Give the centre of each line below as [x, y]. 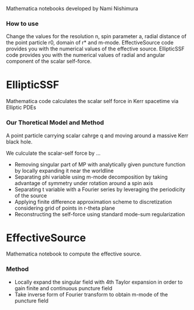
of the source [31, 195]
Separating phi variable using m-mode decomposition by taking [91, 177]
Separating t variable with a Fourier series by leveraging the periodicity [100, 189]
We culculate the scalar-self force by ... [53, 153]
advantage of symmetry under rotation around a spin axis [84, 183]
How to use [22, 23]
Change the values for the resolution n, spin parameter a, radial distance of [96, 36]
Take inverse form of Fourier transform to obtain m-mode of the [91, 294]
